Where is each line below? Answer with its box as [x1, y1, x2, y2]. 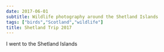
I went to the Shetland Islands [6, 40, 78, 47]
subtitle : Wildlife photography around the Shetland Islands [6, 14, 159, 20]
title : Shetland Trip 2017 [6, 24, 72, 31]
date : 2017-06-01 [6, 8, 49, 14]
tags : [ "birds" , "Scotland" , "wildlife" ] [6, 19, 104, 25]
